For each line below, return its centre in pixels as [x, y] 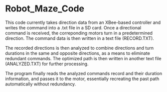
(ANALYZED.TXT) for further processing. [47, 64]
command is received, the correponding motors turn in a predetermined [79, 33]
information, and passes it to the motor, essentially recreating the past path [82, 79]
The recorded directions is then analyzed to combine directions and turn [80, 48]
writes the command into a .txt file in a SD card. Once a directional [73, 27]
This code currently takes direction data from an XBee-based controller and [83, 22]
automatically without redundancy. [41, 84]
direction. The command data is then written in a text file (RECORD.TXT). [80, 38]
